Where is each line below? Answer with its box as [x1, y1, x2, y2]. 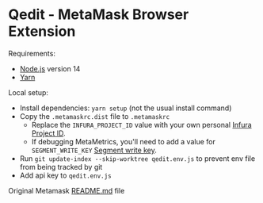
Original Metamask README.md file [8, 186, 125, 195]
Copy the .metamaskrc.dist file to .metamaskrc [19, 111, 170, 121]
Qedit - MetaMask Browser [8, 6, 189, 24]
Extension [8, 22, 76, 40]
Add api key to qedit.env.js [19, 170, 112, 180]
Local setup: [8, 87, 49, 97]
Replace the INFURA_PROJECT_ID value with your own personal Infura [31, 120, 252, 129]
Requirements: [8, 48, 55, 58]
